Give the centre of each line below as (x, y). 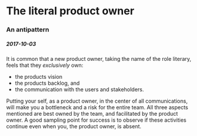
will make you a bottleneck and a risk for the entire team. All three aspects (97, 107)
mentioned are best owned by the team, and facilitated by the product (92, 114)
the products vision (39, 77)
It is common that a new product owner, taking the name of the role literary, (99, 59)
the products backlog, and (47, 83)
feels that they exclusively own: (45, 65)
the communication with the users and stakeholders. (79, 89)
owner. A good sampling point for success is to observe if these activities (96, 120)
